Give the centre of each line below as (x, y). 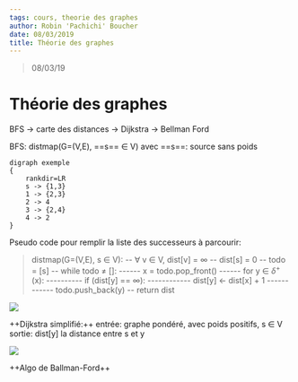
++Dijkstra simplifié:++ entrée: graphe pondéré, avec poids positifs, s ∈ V (146, 324)
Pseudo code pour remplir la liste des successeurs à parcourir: (126, 242)
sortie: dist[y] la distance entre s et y (77, 334)
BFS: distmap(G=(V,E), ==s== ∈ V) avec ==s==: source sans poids (134, 147)
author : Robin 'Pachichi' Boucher (74, 26)
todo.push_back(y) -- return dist (115, 290)
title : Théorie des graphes (62, 43)
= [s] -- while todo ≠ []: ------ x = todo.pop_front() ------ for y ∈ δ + (156, 270)
